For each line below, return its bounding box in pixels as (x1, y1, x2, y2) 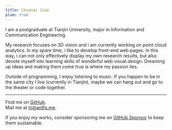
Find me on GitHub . (5, 99, 47, 105)
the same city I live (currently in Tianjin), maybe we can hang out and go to (5, 79, 163, 85)
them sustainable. (5, 120, 43, 126)
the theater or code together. (5, 84, 67, 90)
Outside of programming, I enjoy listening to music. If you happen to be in (5, 73, 160, 79)
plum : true (5, 12, 29, 17)
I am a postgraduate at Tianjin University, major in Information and (5, 26, 145, 32)
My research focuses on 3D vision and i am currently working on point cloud (5, 41, 167, 48)
